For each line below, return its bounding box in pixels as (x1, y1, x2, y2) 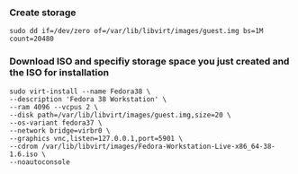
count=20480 (9, 34, 54, 44)
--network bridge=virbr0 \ (9, 126, 111, 135)
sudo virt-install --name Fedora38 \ (9, 87, 151, 96)
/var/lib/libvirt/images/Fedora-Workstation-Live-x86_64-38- (41, 142, 276, 151)
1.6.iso (9, 150, 39, 159)
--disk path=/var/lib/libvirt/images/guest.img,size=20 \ (9, 110, 231, 119)
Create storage (9, 6, 77, 19)
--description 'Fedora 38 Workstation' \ (9, 94, 167, 104)
